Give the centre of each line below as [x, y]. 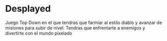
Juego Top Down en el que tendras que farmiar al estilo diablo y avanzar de [84, 22]
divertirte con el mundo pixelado [39, 33]
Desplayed [28, 9]
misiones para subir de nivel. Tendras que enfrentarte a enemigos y [75, 27]
